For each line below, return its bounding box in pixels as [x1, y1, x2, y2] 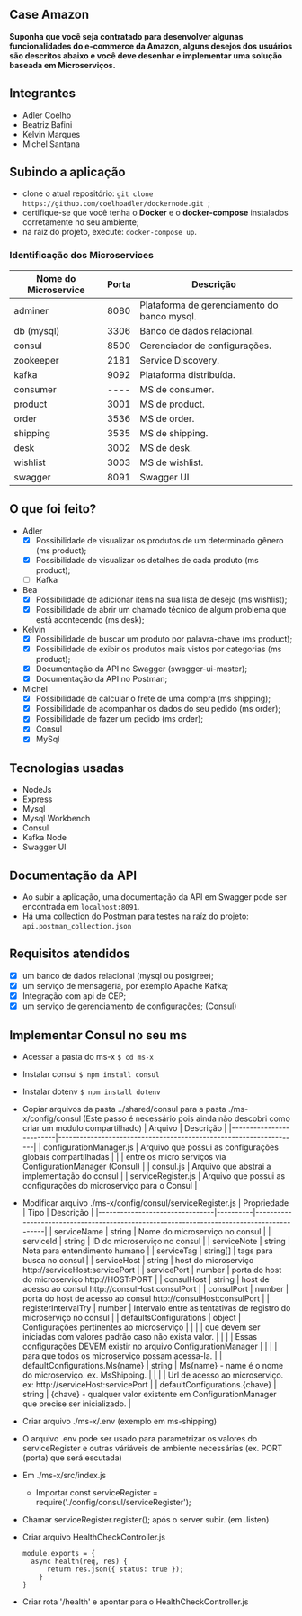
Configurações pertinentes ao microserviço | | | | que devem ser [22, 1322, 261, 1333]
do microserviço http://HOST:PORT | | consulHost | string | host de [22, 1273, 270, 1285]
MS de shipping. [139, 426, 209, 439]
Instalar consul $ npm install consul [22, 1068, 160, 1079]
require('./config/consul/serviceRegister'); [35, 1496, 191, 1507]
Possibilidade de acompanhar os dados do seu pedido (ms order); [35, 704, 281, 714]
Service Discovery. [139, 354, 220, 366]
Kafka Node [22, 832, 67, 843]
